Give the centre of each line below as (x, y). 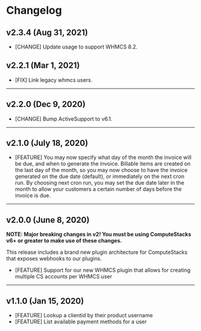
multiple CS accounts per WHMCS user (63, 277)
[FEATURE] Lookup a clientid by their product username (84, 315)
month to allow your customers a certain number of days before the (98, 189)
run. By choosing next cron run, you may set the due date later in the (99, 183)
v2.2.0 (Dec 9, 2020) (46, 104)
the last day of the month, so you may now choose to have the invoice (101, 170)
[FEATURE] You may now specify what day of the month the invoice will (103, 157)
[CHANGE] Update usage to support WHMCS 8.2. (76, 47)
